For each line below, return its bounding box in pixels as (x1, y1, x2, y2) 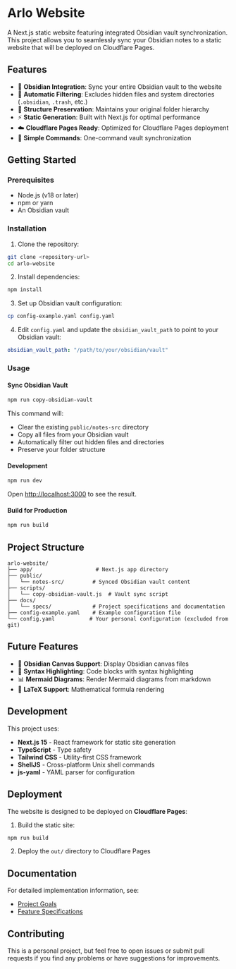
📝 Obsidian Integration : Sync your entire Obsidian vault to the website (17, 83, 222, 91)
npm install (7, 286, 42, 293)
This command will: (7, 409, 64, 418)
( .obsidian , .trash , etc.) (17, 97, 88, 106)
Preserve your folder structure (17, 446, 106, 454)
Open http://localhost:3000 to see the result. (7, 490, 137, 499)
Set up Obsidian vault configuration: (17, 299, 123, 307)
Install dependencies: (17, 273, 80, 281)
